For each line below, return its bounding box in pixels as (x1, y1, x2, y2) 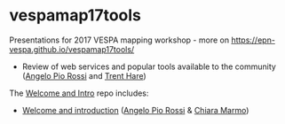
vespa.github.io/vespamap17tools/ (9, 43, 135, 54)
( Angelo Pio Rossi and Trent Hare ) (21, 70, 146, 81)
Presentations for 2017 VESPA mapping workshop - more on (9, 35, 229, 45)
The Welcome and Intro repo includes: (9, 88, 149, 98)
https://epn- (230, 35, 275, 45)
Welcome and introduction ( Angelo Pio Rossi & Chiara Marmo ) (21, 105, 249, 115)
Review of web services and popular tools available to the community (21, 61, 277, 72)
